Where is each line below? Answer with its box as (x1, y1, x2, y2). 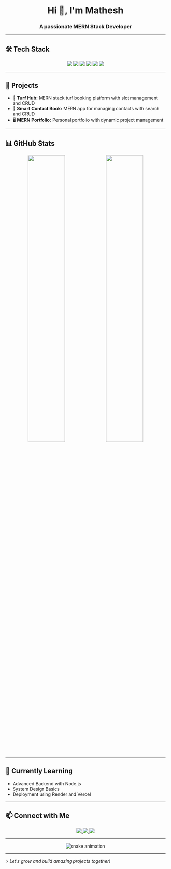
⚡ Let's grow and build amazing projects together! (5, 858, 111, 864)
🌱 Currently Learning (5, 767, 73, 776)
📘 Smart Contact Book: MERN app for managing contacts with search (12, 106, 160, 112)
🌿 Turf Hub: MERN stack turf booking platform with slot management (12, 95, 158, 101)
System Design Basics (12, 786, 60, 792)
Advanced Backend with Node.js (12, 780, 81, 786)
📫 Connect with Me (5, 812, 70, 820)
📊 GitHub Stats (5, 139, 55, 148)
